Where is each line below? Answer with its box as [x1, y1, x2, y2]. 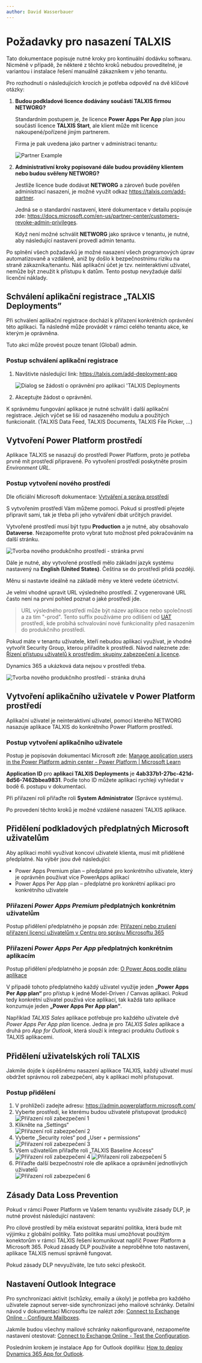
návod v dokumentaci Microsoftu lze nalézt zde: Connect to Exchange [6, 1308, 180, 1315]
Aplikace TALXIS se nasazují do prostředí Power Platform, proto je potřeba [6, 452, 191, 459]
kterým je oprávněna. [6, 330, 59, 337]
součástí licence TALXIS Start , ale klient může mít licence [14, 122, 158, 129]
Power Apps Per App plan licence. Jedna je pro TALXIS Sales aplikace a [6, 1021, 185, 1028]
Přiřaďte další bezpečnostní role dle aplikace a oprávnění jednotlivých [14, 1160, 188, 1167]
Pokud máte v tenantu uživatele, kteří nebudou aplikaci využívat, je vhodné [6, 637, 192, 645]
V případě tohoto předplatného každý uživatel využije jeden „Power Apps [6, 983, 189, 990]
